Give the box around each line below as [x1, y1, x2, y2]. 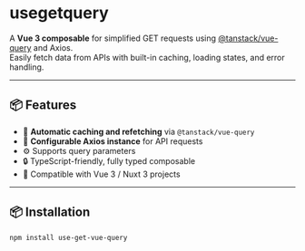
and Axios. [33, 42, 74, 53]
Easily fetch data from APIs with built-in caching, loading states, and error [9, 52, 286, 63]
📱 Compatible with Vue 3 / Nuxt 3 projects [22, 169, 181, 179]
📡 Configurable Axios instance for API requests [22, 135, 203, 147]
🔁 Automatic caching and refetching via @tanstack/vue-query [22, 126, 255, 137]
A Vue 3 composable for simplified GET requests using [9, 33, 216, 43]
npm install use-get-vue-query [9, 233, 128, 242]
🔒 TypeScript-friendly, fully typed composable [22, 155, 196, 166]
